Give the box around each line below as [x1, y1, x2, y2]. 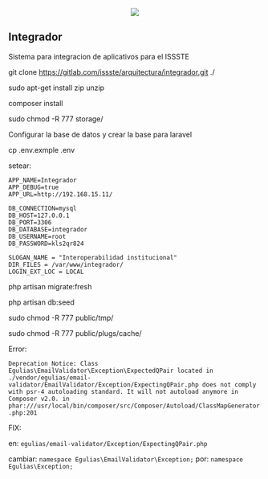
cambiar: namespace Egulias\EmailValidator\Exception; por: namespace [8, 454, 243, 464]
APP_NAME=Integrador [8, 176, 78, 184]
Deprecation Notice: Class [8, 359, 99, 367]
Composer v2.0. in [8, 395, 70, 403]
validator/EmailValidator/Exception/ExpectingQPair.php [8, 380, 199, 389]
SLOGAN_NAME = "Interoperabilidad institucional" [8, 253, 178, 261]
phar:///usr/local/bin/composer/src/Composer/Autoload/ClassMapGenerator [8, 402, 261, 410]
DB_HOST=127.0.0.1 [8, 211, 70, 219]
